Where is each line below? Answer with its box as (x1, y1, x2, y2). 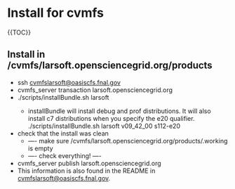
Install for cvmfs (7, 5, 104, 21)
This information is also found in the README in (17, 167, 156, 175)
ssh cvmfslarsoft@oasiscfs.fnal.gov (17, 78, 121, 86)
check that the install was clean (17, 129, 109, 138)
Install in (7, 48, 46, 60)
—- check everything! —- (27, 151, 102, 159)
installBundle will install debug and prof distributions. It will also (27, 107, 212, 115)
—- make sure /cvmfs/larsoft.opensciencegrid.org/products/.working (27, 136, 228, 145)
